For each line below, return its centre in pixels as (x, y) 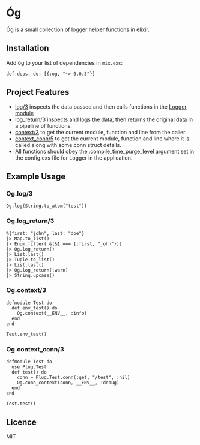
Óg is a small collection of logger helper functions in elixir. (78, 29)
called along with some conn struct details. (68, 145)
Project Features (38, 92)
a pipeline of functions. (43, 125)
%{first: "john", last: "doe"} (45, 233)
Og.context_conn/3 (35, 349)
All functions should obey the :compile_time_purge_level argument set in (105, 151)
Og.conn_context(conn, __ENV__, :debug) (68, 383)
